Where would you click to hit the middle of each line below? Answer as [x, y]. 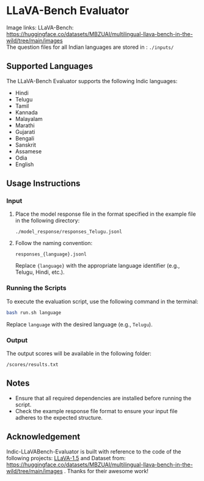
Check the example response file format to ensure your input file [97, 411]
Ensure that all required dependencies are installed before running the [103, 398]
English [24, 164]
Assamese [28, 151]
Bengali [25, 138]
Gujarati [25, 131]
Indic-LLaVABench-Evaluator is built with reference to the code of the [94, 451]
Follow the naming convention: [54, 243]
